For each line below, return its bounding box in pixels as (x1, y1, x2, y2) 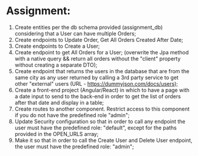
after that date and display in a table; (14, 99, 105, 106)
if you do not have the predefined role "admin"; (14, 111, 130, 119)
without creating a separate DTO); (14, 61, 98, 69)
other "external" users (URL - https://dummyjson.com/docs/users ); (14, 80, 178, 87)
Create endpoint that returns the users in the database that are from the (14, 67, 190, 74)
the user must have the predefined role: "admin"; (14, 143, 134, 150)
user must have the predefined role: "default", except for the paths (14, 124, 177, 131)
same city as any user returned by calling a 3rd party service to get (14, 74, 179, 81)
